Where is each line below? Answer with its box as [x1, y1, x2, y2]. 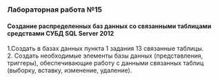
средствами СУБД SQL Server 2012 [7, 29, 115, 37]
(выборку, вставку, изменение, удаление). [7, 67, 132, 75]
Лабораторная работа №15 [7, 5, 102, 14]
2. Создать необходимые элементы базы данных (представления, [7, 51, 204, 60]
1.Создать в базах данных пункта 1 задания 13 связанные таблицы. [7, 45, 204, 53]
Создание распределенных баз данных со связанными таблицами [7, 22, 212, 30]
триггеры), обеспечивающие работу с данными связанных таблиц [7, 59, 204, 67]
